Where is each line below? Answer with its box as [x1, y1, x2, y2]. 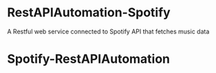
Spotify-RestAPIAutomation [7, 51, 171, 67]
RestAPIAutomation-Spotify [7, 5, 171, 20]
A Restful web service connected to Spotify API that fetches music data [7, 27, 210, 35]
